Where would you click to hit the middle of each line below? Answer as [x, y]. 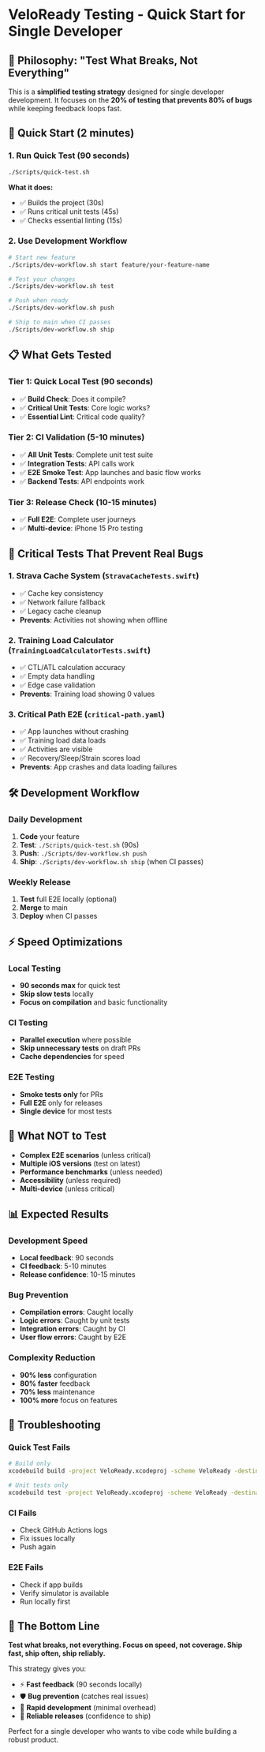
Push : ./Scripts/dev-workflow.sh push [83, 853]
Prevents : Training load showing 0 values [87, 694]
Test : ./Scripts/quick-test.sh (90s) [79, 845]
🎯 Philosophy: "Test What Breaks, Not [103, 60]
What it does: [31, 187]
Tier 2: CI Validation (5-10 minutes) [77, 437]
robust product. [34, 1740]
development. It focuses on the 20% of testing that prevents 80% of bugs [130, 100]
